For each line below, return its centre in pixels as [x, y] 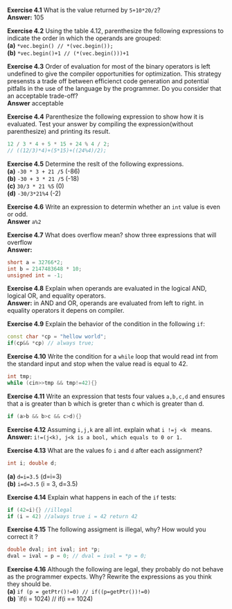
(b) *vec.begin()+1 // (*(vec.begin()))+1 [68, 53]
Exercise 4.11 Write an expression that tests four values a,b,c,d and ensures [116, 396]
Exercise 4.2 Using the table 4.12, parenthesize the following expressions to [115, 31]
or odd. [18, 214]
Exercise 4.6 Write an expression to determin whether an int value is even [114, 207]
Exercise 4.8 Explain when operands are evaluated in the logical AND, [107, 289]
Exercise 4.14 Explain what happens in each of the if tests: [92, 497]
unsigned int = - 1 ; [35, 275]
